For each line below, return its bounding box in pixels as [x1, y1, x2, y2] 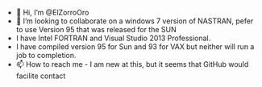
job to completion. [15, 51, 77, 60]
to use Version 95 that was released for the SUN [15, 25, 177, 34]
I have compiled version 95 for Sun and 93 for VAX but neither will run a [15, 42, 255, 52]
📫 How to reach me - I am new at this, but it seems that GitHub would [15, 60, 249, 68]
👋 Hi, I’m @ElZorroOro [15, 8, 89, 17]
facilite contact [15, 71, 66, 81]
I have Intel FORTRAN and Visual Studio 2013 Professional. [15, 33, 211, 43]
